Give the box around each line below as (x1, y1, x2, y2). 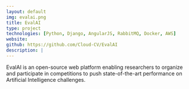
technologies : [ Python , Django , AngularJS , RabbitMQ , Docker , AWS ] (6, 31, 177, 37)
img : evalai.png (6, 14, 46, 20)
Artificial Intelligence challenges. (6, 76, 86, 83)
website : (6, 36, 28, 42)
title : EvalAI (6, 20, 41, 26)
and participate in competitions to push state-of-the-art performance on (6, 69, 182, 77)
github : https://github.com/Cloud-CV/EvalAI (6, 42, 118, 48)
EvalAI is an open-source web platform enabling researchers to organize (6, 63, 183, 71)
